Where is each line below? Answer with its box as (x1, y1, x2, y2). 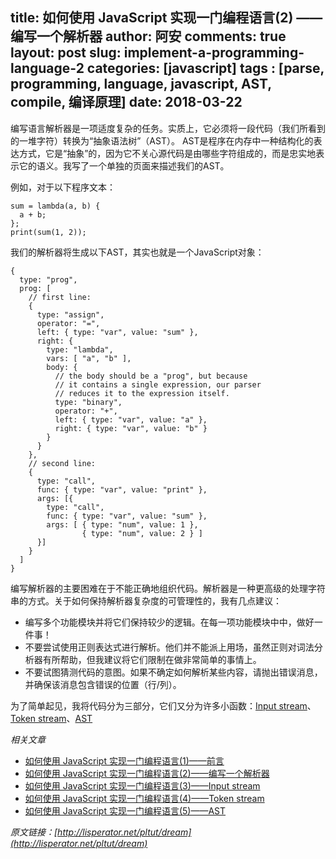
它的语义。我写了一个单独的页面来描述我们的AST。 (18, 159, 230, 172)
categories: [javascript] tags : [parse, (86, 60, 325, 77)
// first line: (28, 292, 92, 302)
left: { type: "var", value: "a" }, (54, 414, 208, 425)
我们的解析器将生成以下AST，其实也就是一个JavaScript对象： (10, 246, 265, 258)
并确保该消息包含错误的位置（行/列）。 (24, 678, 182, 690)
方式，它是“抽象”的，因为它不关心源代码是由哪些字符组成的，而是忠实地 (18, 147, 317, 159)
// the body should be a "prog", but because (54, 371, 248, 381)
